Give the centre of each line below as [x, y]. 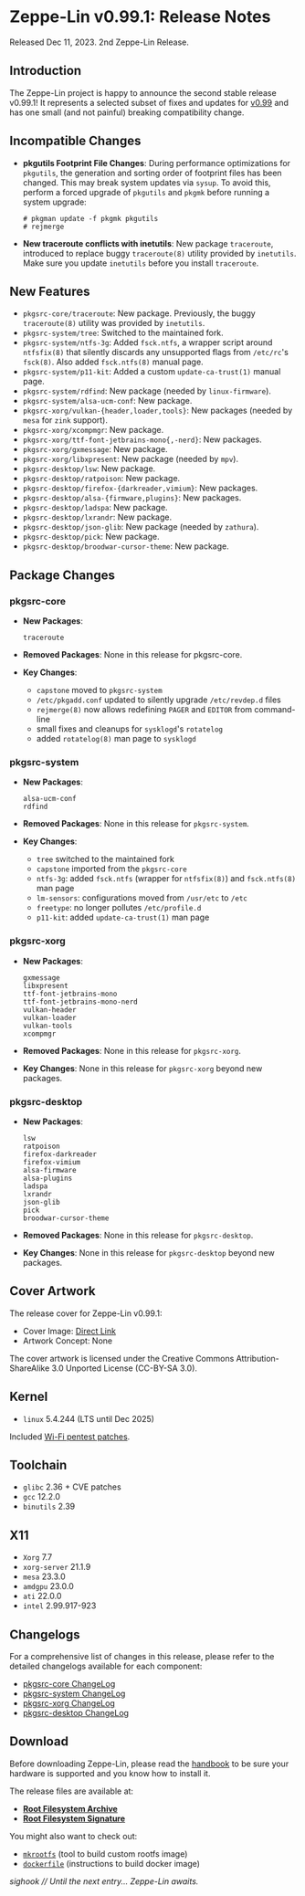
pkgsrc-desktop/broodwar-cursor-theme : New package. [126, 546]
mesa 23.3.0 [44, 1576]
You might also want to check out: [74, 1836]
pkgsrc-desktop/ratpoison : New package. [101, 479]
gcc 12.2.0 [42, 1497]
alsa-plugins [47, 1178]
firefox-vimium [52, 1162]
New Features [50, 291]
